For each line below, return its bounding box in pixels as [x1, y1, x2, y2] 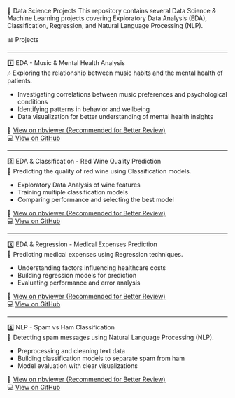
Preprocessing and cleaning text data [17, 347, 126, 355]
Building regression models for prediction [17, 271, 137, 279]
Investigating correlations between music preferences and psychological [17, 90, 227, 98]
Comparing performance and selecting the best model [17, 196, 175, 204]
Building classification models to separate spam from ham [17, 354, 185, 362]
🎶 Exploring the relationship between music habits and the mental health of [7, 69, 223, 77]
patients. [7, 77, 33, 85]
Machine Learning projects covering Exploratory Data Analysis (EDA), [7, 14, 208, 22]
